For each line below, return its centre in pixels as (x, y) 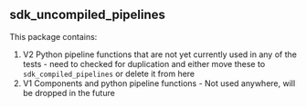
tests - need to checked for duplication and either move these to (144, 63)
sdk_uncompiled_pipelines (88, 15)
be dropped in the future (69, 92)
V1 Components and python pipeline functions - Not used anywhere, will (159, 83)
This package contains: (53, 36)
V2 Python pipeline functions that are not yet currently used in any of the (159, 54)
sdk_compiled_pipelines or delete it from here (109, 73)
